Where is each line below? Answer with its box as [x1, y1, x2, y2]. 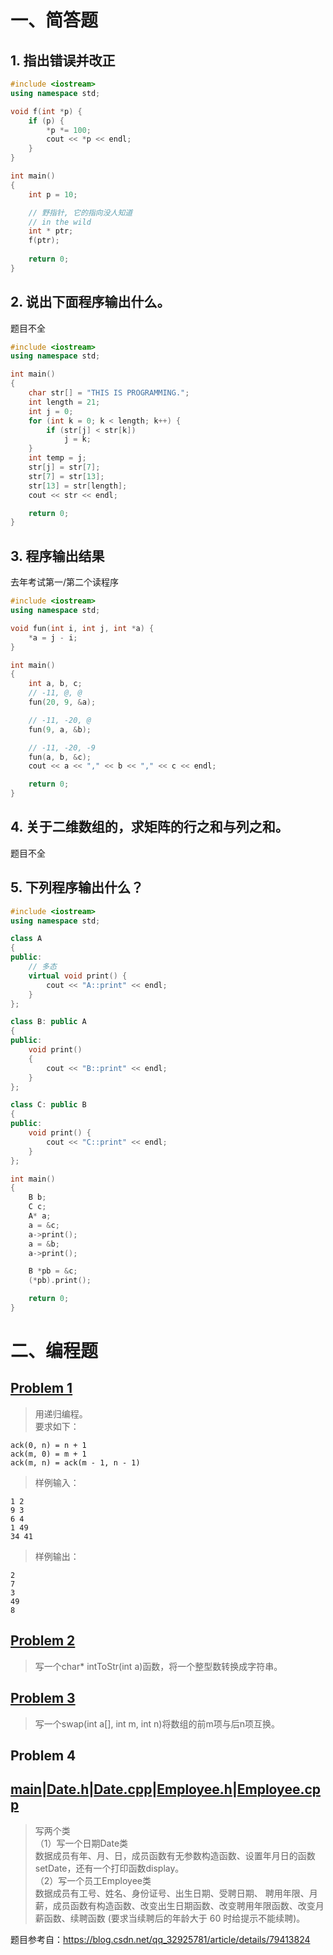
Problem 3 [10, 1690, 76, 1707]
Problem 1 [10, 1380, 73, 1397]
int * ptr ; [28, 226, 74, 236]
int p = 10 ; [28, 189, 78, 200]
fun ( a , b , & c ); [28, 752, 92, 762]
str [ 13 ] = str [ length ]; [28, 481, 128, 491]
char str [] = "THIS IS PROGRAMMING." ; [28, 388, 190, 398]
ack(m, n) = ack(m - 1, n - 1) [10, 1457, 141, 1468]
